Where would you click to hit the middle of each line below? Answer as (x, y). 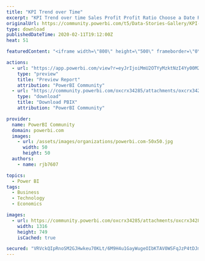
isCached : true (37, 238)
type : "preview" (38, 74)
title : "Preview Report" (49, 79)
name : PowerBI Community (43, 125)
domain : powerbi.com (38, 130)
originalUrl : (23, 23)
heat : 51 (17, 40)
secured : (17, 249)
